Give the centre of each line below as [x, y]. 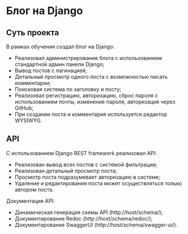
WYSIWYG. [28, 121]
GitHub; [24, 108]
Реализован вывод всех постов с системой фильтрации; [86, 164]
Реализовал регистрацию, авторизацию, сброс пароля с [86, 96]
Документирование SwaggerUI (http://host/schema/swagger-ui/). [96, 225]
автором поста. [34, 189]
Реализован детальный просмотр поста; [66, 171]
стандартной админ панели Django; [60, 64]
